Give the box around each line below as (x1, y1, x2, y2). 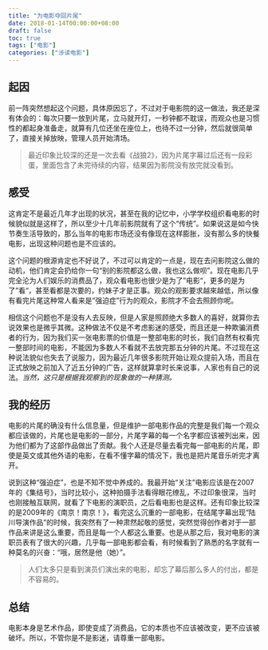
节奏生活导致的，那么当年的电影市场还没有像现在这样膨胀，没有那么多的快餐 (8, 229, 260, 238)
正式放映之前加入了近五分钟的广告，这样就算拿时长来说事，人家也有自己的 (8, 362, 253, 372)
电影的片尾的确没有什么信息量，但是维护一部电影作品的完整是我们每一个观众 (8, 421, 260, 430)
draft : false (8, 26, 52, 34)
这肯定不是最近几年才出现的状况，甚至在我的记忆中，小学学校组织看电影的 (8, 209, 253, 218)
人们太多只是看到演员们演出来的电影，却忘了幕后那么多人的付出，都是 (27, 564, 259, 574)
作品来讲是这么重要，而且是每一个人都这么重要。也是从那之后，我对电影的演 (8, 528, 260, 537)
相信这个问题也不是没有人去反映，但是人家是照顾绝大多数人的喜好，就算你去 (8, 313, 260, 322)
